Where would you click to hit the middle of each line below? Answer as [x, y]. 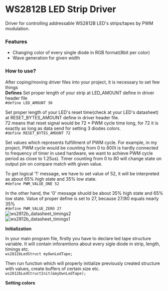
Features [16, 41]
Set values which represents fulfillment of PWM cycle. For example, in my [81, 142]
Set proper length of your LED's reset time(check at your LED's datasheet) [82, 112]
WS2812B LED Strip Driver [61, 9]
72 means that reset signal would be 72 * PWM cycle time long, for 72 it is [82, 123]
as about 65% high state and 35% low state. [51, 179]
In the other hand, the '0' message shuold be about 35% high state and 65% [84, 193]
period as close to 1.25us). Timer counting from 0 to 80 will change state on [83, 158]
